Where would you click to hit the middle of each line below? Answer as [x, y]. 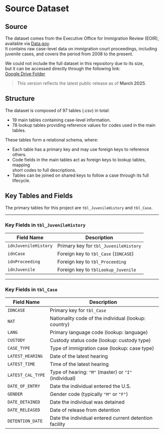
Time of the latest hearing [79, 364]
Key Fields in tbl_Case [31, 289]
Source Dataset [37, 9]
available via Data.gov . [28, 44]
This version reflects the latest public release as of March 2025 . [82, 83]
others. [19, 154]
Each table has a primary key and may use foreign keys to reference [81, 149]
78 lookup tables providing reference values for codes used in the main [84, 125]
